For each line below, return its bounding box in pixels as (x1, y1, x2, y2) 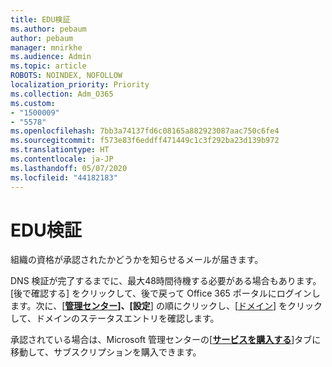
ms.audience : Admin (10, 52, 92, 62)
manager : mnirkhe (10, 42, 83, 53)
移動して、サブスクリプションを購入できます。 (10, 346, 202, 358)
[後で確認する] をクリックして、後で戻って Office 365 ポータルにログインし (10, 287, 321, 300)
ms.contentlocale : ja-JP (10, 154, 114, 164)
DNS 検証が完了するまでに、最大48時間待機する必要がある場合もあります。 (10, 275, 322, 287)
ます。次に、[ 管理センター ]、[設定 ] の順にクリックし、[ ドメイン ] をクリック (10, 300, 323, 312)
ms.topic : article (10, 61, 87, 71)
